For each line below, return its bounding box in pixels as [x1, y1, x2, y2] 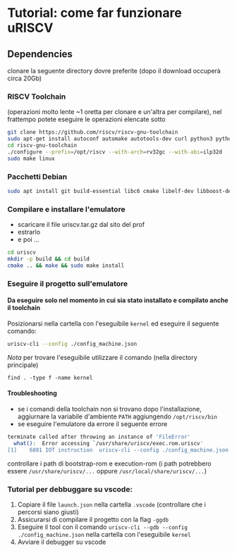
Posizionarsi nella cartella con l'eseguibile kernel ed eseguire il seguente [7, 319, 219, 328]
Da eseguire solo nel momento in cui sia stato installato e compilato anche [7, 296, 229, 304]
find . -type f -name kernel [7, 374, 93, 381]
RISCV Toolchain [7, 92, 66, 101]
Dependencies [7, 48, 73, 60]
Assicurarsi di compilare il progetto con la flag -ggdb [17, 515, 169, 523]
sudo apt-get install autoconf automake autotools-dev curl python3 [7, 135, 213, 142]
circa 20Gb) [7, 74, 42, 82]
